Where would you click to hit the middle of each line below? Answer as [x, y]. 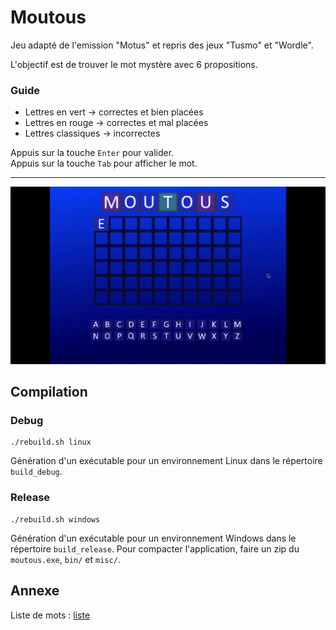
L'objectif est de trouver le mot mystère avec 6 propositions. [134, 64]
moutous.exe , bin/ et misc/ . [65, 559]
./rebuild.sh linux [51, 442]
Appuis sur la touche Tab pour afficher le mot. [104, 163]
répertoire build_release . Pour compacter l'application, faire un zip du [155, 548]
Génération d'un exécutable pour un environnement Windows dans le [153, 538]
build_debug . [36, 472]
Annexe [35, 591]
